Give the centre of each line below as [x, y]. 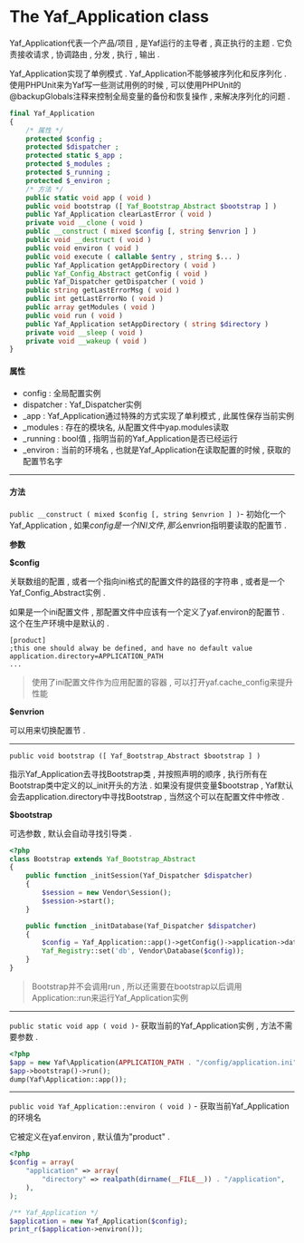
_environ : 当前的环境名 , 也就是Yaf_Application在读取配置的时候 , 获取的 [157, 450]
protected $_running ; [68, 173]
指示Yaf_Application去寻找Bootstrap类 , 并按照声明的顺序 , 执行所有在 [138, 773]
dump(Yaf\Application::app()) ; [68, 1079]
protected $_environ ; [68, 180]
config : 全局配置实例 [62, 393]
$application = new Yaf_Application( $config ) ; [99, 1221]
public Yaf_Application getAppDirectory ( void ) [121, 265]
